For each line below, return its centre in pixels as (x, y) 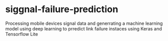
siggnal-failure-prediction (62, 9)
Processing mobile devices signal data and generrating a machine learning (84, 23)
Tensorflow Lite (22, 34)
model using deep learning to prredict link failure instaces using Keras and (84, 28)
